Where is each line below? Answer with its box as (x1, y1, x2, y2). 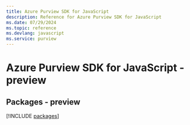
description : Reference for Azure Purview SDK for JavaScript (6, 14, 162, 20)
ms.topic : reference (6, 25, 57, 31)
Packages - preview (6, 97, 81, 107)
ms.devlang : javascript (6, 31, 65, 36)
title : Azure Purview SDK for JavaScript (6, 8, 109, 15)
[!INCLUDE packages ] (6, 113, 59, 119)
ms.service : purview (6, 36, 57, 42)
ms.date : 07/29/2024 (6, 19, 57, 25)
